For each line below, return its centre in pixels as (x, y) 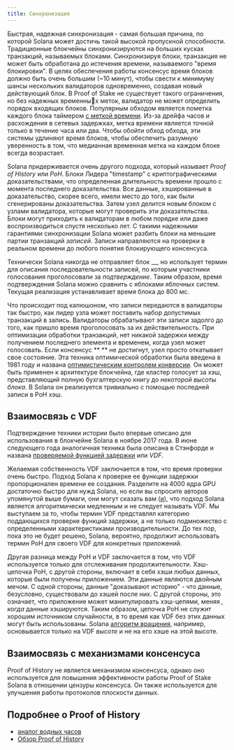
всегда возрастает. (36, 153)
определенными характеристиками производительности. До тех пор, (112, 529)
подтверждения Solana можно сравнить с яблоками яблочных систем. (114, 284)
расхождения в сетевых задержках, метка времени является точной (111, 123)
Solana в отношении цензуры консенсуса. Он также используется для (112, 685)
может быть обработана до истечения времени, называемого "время (112, 63)
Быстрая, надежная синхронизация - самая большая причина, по (105, 34)
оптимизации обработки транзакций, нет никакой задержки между (108, 335)
